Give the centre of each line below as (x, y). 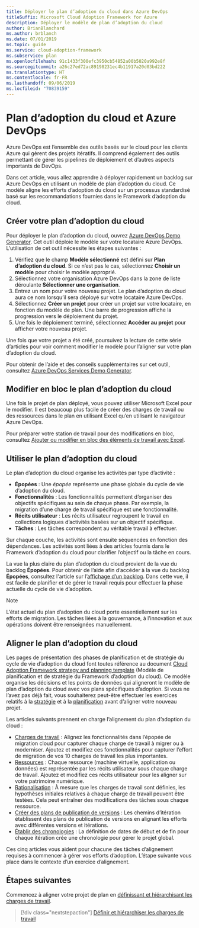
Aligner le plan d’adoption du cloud (72, 643)
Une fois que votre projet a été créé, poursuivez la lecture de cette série (94, 340)
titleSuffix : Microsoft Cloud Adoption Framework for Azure (82, 17)
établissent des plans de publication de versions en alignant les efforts (101, 819)
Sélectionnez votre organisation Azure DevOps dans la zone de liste (97, 278)
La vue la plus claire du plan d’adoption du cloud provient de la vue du (92, 564)
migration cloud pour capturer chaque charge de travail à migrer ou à (99, 743)
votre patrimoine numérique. (49, 781)
